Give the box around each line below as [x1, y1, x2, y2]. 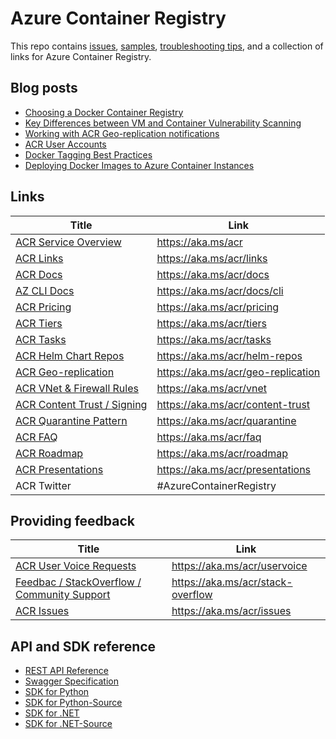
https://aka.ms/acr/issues [171, 604, 292, 618]
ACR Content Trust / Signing [15, 397, 148, 411]
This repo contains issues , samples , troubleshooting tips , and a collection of [10, 40, 324, 52]
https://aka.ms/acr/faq [156, 430, 262, 444]
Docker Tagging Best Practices [24, 148, 153, 161]
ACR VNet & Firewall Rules [15, 381, 139, 395]
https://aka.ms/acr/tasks [156, 332, 272, 346]
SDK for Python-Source [24, 697, 123, 709]
